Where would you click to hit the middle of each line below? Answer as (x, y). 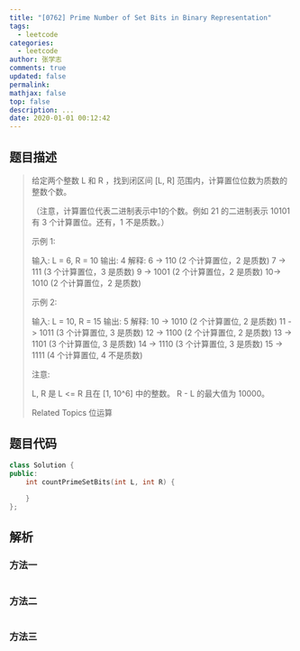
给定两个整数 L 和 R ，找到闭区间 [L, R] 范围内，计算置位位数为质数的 (159, 180)
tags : (19, 26)
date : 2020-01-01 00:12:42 (60, 118)
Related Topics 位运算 (72, 412)
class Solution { (42, 465)
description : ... (42, 110)
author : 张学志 (36, 60)
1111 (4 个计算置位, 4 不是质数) (87, 355)
